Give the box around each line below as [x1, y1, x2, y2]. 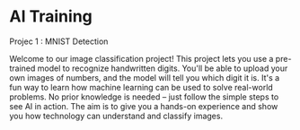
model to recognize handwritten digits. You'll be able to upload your [37, 63, 288, 74]
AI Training [9, 6, 93, 27]
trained [9, 63, 36, 74]
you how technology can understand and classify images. [9, 110, 223, 121]
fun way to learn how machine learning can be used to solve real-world [9, 82, 274, 92]
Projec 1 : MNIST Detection [9, 36, 109, 47]
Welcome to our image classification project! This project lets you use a [9, 53, 274, 64]
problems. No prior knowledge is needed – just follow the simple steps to [9, 91, 279, 102]
